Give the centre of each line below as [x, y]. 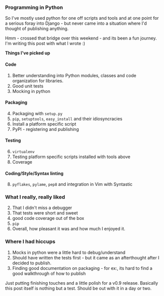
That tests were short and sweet [45, 213]
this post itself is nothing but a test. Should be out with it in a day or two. [78, 288]
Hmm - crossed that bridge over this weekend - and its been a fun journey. [81, 38]
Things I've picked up [28, 53]
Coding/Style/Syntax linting [34, 173]
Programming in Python [34, 7]
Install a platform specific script [44, 124]
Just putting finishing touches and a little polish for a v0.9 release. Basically [82, 283]
